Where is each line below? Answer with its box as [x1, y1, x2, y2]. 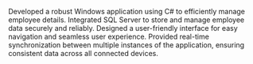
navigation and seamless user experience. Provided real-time [8, 32, 209, 41]
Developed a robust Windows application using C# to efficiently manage [8, 7, 245, 16]
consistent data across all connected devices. [8, 49, 159, 58]
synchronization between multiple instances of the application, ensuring [8, 40, 245, 50]
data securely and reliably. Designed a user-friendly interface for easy [8, 24, 238, 32]
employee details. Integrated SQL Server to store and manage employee [8, 15, 245, 24]
